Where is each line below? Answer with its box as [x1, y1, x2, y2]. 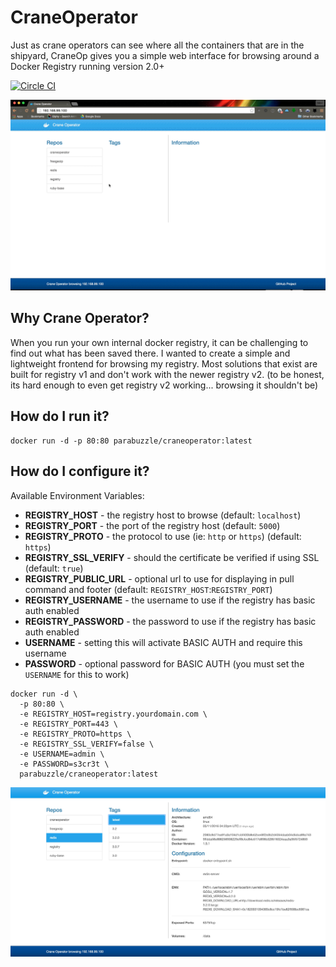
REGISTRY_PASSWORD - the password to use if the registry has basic [24, 615, 317, 627]
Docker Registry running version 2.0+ [10, 60, 165, 72]
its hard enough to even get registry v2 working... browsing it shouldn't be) [10, 379, 319, 391]
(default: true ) [24, 562, 84, 574]
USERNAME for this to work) [24, 668, 130, 680]
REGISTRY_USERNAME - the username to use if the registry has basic [24, 594, 316, 606]
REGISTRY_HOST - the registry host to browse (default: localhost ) [24, 509, 302, 521]
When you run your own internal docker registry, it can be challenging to [10, 336, 309, 348]
